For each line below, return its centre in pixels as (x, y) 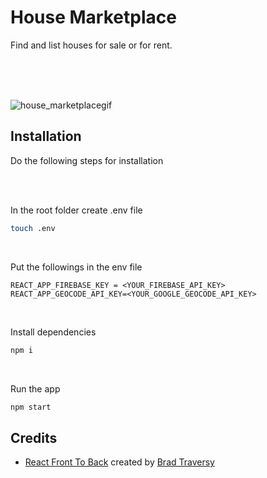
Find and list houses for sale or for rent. (91, 45)
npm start (31, 407)
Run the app (35, 388)
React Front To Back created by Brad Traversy (119, 462)
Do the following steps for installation (87, 160)
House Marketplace (93, 17)
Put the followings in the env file (76, 267)
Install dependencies (53, 332)
